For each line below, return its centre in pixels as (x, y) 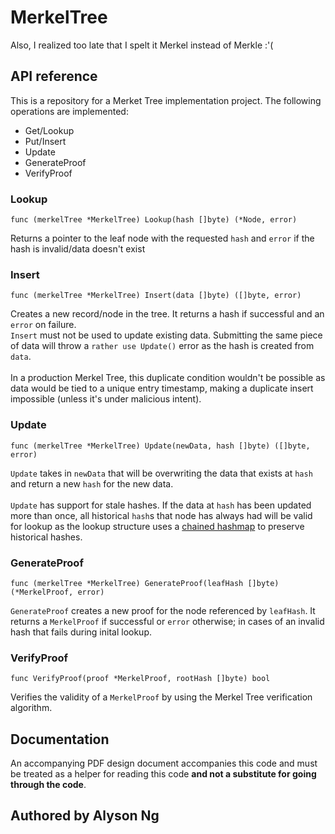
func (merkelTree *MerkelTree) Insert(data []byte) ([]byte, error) (156, 296)
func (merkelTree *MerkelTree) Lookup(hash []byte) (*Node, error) (154, 220)
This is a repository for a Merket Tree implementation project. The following (166, 100)
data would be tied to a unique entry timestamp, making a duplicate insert (162, 388)
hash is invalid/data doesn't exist (78, 249)
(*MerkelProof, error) (57, 592)
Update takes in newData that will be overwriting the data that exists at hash (161, 473)
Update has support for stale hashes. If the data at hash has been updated (161, 505)
